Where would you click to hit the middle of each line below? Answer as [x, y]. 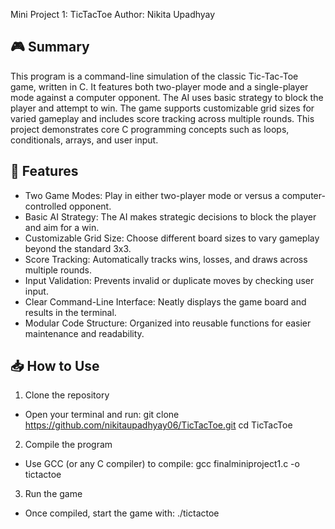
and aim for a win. [62, 227]
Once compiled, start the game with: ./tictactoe [122, 513]
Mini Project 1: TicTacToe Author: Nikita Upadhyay [113, 14]
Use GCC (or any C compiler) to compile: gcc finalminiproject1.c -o [162, 464]
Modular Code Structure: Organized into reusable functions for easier [168, 323]
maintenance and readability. [84, 333]
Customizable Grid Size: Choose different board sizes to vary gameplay [172, 238]
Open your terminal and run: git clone [102, 415]
